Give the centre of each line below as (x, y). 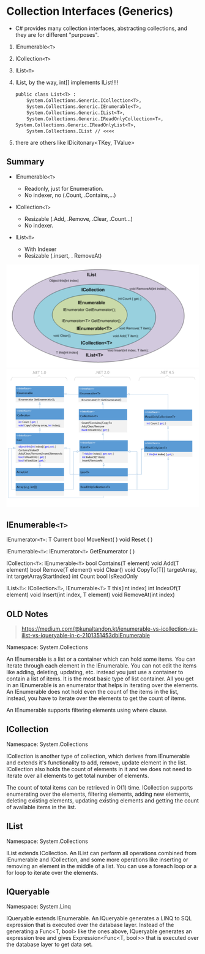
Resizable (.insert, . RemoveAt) (63, 255)
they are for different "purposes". (57, 34)
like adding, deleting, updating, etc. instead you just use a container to (95, 672)
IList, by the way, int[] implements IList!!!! (66, 82)
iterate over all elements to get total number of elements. (78, 775)
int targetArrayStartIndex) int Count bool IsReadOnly (72, 576)
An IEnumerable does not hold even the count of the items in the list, (93, 691)
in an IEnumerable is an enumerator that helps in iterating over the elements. (102, 685)
